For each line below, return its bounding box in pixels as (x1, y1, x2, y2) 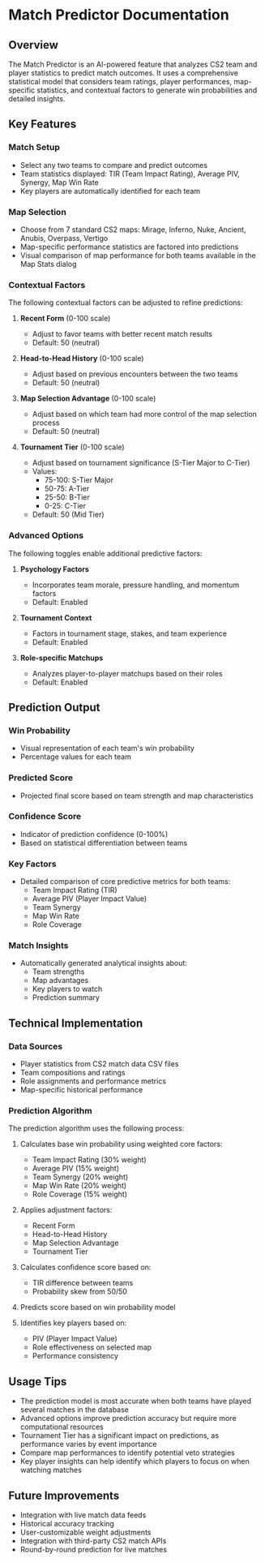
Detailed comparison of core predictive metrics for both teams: (19, 877, 231, 886)
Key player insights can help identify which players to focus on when (19, 1457, 250, 1466)
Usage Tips (8, 1375, 67, 1388)
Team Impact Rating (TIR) (32, 886, 118, 895)
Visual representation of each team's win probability (19, 744, 194, 753)
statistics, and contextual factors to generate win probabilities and (36, 85, 258, 95)
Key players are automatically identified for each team (19, 186, 201, 195)
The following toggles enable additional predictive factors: (8, 548, 203, 558)
